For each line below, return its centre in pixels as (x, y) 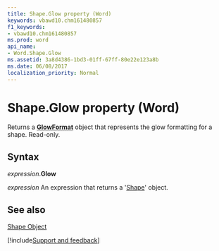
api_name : (22, 47)
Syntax (23, 157)
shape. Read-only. (34, 135)
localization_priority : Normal (53, 73)
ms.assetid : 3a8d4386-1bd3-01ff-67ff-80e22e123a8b (83, 60)
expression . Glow (32, 174)
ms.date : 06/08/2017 (38, 66)
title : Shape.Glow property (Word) (60, 14)
